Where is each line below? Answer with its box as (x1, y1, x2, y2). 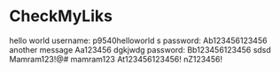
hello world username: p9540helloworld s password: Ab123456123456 (9, 35, 268, 46)
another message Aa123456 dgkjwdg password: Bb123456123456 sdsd (9, 44, 272, 54)
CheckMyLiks (9, 6, 113, 26)
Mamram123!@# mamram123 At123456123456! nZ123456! (9, 54, 223, 64)
